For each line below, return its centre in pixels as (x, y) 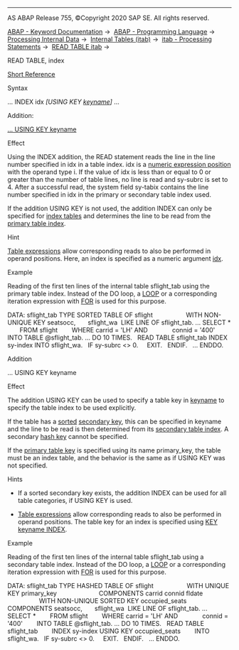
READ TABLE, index (36, 60)
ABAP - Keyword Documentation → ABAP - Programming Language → (111, 32)
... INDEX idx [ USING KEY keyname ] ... (63, 102)
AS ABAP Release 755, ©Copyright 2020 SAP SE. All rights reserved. (108, 18)
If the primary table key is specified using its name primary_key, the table (114, 450)
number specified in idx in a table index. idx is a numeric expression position (119, 164)
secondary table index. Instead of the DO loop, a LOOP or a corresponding (117, 564)
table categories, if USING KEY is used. (75, 500)
